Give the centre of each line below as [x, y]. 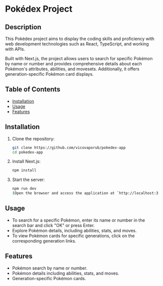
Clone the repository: [33, 139]
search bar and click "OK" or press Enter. [53, 225]
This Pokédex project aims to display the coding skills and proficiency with [80, 39]
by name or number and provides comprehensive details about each [73, 64]
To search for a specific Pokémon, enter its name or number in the [78, 220]
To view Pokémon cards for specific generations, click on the [73, 236]
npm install [24, 170]
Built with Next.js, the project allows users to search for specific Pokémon [79, 59]
